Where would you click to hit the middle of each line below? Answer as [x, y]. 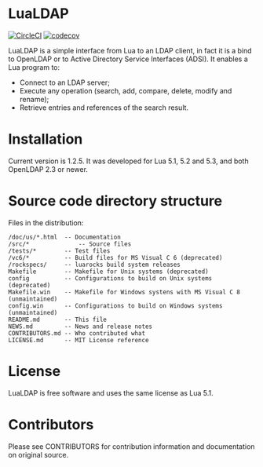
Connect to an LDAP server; [64, 82]
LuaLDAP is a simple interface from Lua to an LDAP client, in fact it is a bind [130, 50]
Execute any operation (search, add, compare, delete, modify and [126, 90]
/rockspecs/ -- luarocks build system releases [94, 265]
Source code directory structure [115, 201]
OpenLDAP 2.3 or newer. [48, 169]
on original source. [38, 454]
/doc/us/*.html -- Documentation [65, 237]
